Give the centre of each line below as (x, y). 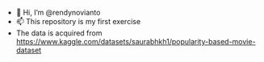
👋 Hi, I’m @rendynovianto (58, 12)
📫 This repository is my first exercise (78, 21)
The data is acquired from (59, 33)
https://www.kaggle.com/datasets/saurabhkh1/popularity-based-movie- (136, 41)
